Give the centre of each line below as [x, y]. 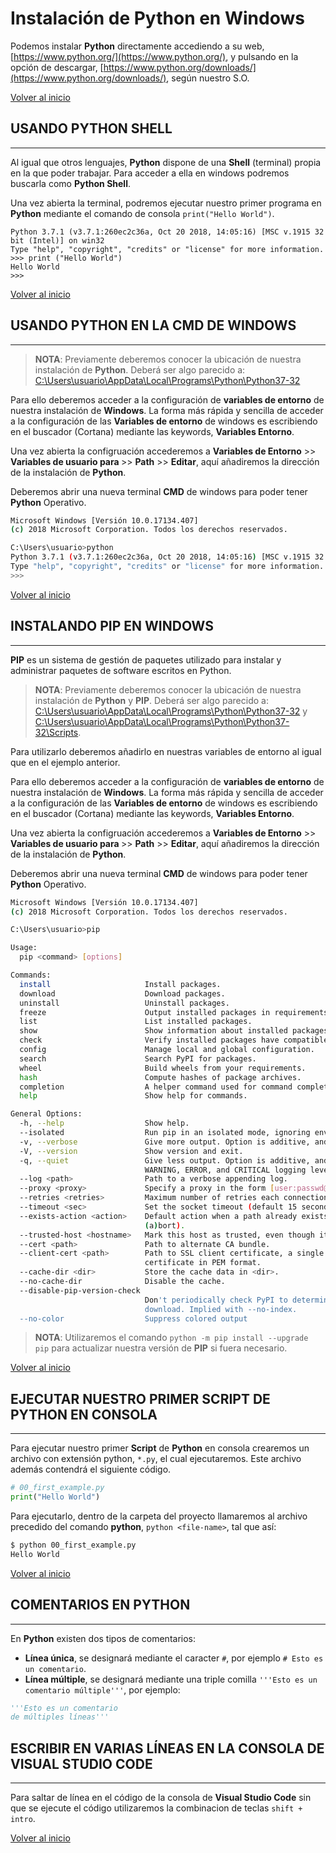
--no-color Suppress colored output [133, 1318]
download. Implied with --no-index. [221, 1309]
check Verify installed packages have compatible [174, 1040]
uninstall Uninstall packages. [124, 1003]
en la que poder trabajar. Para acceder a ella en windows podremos [150, 173]
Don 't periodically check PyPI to [216, 1300]
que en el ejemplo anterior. [65, 762]
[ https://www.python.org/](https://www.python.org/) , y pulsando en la [154, 56]
